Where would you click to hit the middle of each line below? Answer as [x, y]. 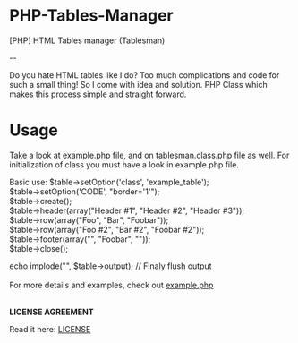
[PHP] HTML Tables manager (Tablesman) [87, 40]
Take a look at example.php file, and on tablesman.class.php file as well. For [149, 155]
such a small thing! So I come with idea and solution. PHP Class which [138, 84]
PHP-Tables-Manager [91, 16]
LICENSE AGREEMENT [51, 312]
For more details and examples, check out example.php [111, 285]
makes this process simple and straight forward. [98, 94]
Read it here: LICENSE [50, 329]
